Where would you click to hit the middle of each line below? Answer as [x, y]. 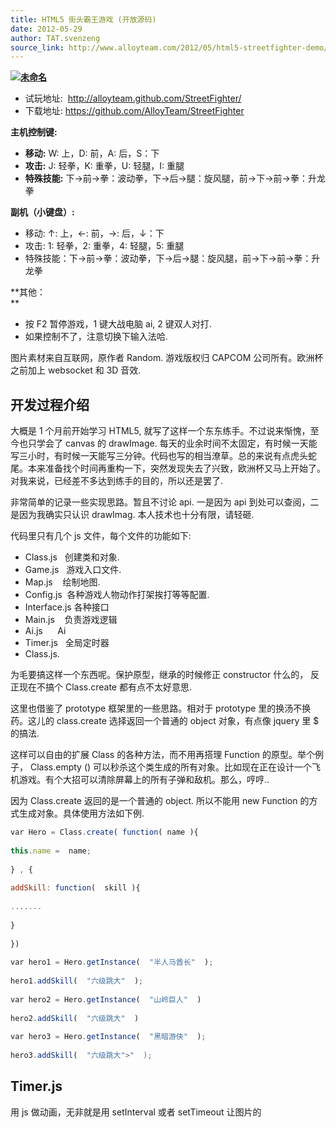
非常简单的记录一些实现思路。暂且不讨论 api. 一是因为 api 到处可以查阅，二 [165, 502]
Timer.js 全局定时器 [67, 643]
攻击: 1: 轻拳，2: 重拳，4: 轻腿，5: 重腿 [104, 246]
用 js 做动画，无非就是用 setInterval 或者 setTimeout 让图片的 [136, 1112]
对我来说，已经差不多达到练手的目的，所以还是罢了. [117, 481]
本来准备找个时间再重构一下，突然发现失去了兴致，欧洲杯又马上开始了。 [176, 468]
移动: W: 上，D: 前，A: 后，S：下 [92, 153]
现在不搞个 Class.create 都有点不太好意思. [105, 687]
